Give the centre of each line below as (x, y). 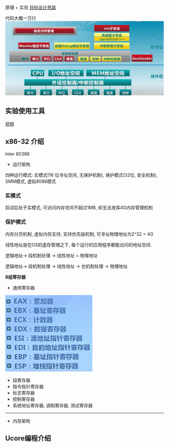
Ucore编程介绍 (28, 438)
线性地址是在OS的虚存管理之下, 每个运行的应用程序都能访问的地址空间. (78, 244)
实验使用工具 (25, 111)
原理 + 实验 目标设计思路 (31, 7)
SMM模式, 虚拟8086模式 (31, 181)
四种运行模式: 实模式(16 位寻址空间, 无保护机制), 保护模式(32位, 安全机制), (81, 175)
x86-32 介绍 (25, 141)
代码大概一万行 (21, 18)
